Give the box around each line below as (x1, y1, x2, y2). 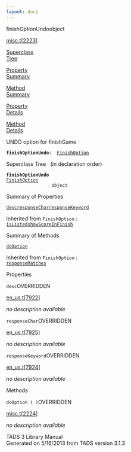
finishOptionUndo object (6, 25, 65, 32)
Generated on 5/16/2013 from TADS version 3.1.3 (6, 439, 126, 447)
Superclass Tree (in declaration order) (6, 160, 102, 168)
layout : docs (6, 8, 39, 15)
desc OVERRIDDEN (6, 282, 51, 289)
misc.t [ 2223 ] (6, 37, 38, 44)
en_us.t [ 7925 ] (6, 329, 40, 336)
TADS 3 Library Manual (6, 433, 63, 440)
